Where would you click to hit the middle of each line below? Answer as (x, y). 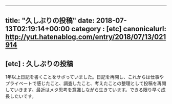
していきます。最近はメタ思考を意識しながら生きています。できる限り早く (83, 90)
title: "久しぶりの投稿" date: (50, 21)
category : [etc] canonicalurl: (119, 29)
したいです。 (23, 96)
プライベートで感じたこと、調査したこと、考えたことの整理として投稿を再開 (86, 84)
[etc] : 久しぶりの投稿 (39, 64)
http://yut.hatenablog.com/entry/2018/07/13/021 (86, 37)
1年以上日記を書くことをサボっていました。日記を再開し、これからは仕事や (84, 77)
